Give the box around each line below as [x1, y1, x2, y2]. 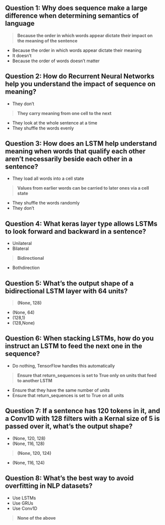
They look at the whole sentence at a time [12, 120, 98, 125]
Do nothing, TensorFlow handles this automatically [12, 363, 115, 368]
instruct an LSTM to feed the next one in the [5, 342, 142, 350]
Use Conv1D [12, 505, 38, 511]
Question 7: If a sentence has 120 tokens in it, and [5, 407, 160, 415]
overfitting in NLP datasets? [5, 482, 93, 490]
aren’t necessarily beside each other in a [5, 155, 133, 163]
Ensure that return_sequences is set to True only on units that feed [17, 372, 157, 378]
